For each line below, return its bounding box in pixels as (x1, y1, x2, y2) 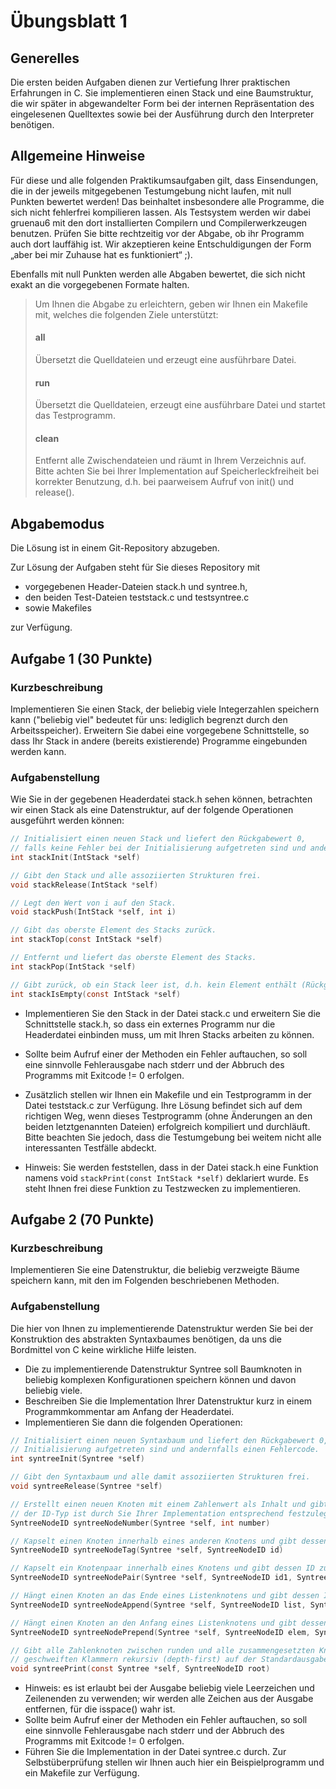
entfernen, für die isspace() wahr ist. (24, 1703, 176, 1715)
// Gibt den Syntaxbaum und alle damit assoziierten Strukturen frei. (10, 1472, 311, 1482)
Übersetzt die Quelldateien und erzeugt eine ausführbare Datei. (34, 354, 297, 366)
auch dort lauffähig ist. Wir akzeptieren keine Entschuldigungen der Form (10, 238, 312, 250)
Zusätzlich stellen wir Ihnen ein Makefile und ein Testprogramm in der (24, 1088, 312, 1100)
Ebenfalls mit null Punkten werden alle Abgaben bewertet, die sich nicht (10, 268, 306, 280)
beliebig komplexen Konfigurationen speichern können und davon (24, 1373, 297, 1385)
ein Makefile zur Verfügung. (24, 1767, 140, 1779)
